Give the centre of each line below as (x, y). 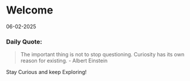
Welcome (30, 10)
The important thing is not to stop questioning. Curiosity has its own (102, 55)
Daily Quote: (24, 42)
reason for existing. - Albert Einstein (64, 61)
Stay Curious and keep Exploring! (46, 72)
